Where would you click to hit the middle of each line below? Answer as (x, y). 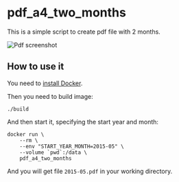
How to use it (36, 67)
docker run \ (26, 134)
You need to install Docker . (45, 83)
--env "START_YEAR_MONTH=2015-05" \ (72, 146)
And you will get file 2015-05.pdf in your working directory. (90, 171)
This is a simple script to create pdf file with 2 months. (84, 32)
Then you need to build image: (50, 96)
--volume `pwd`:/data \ (53, 152)
